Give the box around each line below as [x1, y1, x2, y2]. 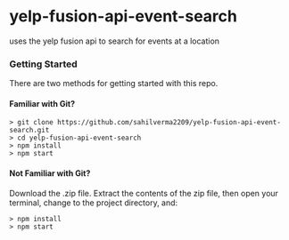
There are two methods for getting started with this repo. [9, 78, 219, 89]
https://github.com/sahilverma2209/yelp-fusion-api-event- [56, 118, 281, 127]
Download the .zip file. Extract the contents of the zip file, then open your [9, 188, 279, 198]
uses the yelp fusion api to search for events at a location [9, 36, 220, 46]
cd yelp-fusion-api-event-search [17, 133, 142, 143]
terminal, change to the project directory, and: [9, 197, 178, 208]
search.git [9, 126, 50, 135]
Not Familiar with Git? [9, 168, 91, 179]
